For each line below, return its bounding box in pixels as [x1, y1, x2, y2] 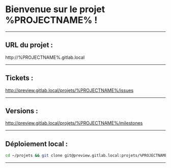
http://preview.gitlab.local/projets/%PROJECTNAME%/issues [5, 87, 134, 93]
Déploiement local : [5, 140, 68, 148]
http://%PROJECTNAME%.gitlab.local [5, 54, 85, 60]
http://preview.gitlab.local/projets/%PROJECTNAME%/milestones [5, 120, 143, 126]
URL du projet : [5, 41, 53, 49]
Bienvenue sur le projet [5, 4, 105, 15]
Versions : [5, 107, 38, 115]
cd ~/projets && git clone [5, 153, 63, 158]
